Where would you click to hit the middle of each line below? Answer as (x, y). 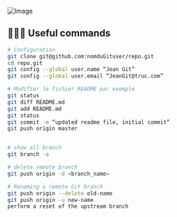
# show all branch (34, 148)
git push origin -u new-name (50, 200)
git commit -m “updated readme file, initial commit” (89, 122)
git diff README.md (36, 102)
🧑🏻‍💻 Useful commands (59, 33)
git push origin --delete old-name (60, 193)
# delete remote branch (43, 167)
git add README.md (34, 109)
